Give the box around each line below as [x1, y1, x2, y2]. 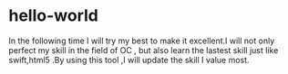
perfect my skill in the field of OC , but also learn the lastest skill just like [8, 44, 279, 55]
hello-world [8, 5, 99, 26]
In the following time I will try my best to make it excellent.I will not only [8, 35, 275, 46]
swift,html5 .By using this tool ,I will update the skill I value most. [8, 54, 250, 65]
